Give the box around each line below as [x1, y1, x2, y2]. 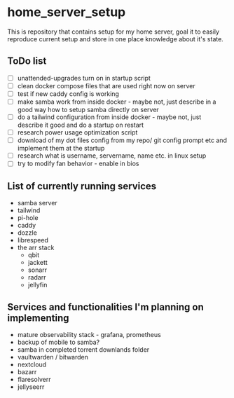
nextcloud [17, 360, 47, 369]
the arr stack [17, 243, 55, 252]
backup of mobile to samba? [17, 338, 100, 346]
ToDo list [7, 55, 47, 67]
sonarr [27, 266, 48, 274]
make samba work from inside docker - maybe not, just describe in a [17, 97, 216, 106]
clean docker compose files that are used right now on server [17, 81, 196, 90]
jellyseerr [17, 383, 45, 391]
